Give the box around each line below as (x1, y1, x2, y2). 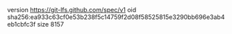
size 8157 (37, 20, 65, 28)
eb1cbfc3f (7, 20, 36, 28)
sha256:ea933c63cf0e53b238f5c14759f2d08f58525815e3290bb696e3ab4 (7, 13, 225, 21)
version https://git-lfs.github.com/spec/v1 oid (7, 6, 137, 14)
